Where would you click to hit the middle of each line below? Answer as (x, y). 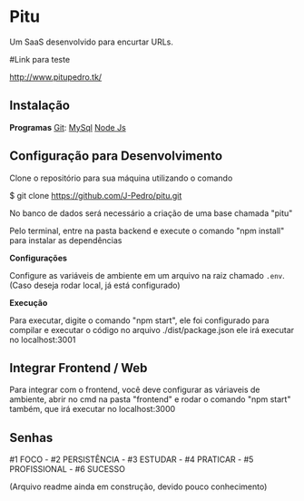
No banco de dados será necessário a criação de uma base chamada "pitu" (151, 213)
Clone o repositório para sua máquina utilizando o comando (121, 178)
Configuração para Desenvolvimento (116, 156)
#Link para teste (40, 59)
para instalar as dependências (66, 240)
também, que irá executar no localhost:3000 (93, 409)
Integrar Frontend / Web (78, 368)
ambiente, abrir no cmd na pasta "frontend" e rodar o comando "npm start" (150, 399)
